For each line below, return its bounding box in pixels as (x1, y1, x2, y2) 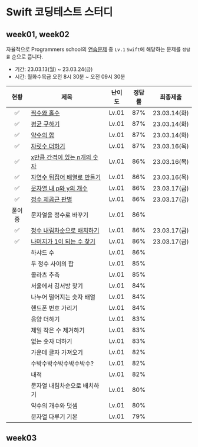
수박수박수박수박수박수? (31, 359, 94, 367)
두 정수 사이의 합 (31, 260, 74, 268)
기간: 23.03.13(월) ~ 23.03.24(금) (14, 66, 93, 73)
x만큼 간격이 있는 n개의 (31, 153, 91, 161)
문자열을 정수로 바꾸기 (31, 211, 89, 219)
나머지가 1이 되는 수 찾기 (31, 238, 96, 245)
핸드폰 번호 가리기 (31, 304, 78, 312)
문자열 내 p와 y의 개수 (31, 184, 88, 192)
